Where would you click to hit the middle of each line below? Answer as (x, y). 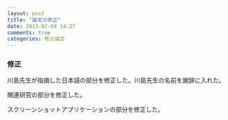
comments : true (29, 33)
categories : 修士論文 (36, 39)
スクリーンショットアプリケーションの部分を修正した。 (86, 110)
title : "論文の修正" (34, 20)
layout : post (26, 13)
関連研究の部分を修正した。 (47, 95)
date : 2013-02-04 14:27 (41, 26)
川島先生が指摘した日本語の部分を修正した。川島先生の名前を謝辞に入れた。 (116, 80)
